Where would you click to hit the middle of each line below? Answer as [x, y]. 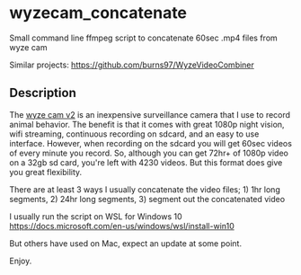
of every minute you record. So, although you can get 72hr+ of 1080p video [149, 153]
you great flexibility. [46, 172]
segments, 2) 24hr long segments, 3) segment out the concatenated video [147, 199]
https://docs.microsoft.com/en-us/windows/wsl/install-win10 [122, 226]
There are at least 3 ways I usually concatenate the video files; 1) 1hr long [145, 189]
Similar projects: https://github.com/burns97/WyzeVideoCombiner [132, 65]
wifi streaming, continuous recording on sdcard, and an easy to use [134, 134]
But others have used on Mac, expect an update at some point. [126, 243]
